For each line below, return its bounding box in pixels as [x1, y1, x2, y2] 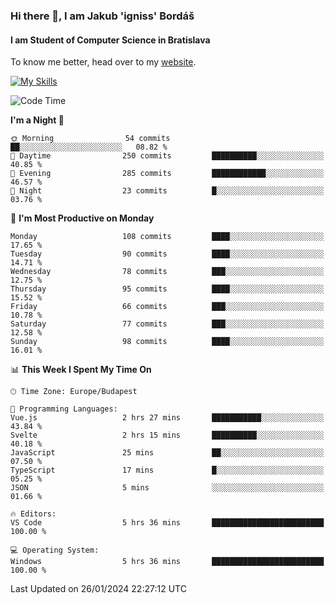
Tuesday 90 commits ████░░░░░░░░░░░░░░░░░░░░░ [10, 249, 325, 259]
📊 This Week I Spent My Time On [10, 364, 152, 376]
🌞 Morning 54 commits [10, 134, 171, 144]
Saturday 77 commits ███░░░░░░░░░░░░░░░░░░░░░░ [10, 319, 325, 329]
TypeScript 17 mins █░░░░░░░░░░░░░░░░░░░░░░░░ [10, 465, 325, 476]
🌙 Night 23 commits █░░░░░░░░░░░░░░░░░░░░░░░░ [10, 186, 325, 196]
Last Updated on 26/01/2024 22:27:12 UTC [10, 583, 187, 595]
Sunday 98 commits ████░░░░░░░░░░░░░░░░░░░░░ [10, 337, 325, 347]
